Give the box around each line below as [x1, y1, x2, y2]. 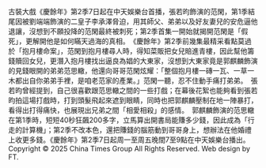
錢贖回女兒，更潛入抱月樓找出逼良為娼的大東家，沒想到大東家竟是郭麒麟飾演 [8, 56, 258, 65]
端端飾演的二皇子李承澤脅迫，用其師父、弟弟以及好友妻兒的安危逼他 [35, 17, 258, 26]
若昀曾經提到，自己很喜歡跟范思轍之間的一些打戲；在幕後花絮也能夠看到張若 [8, 86, 258, 95]
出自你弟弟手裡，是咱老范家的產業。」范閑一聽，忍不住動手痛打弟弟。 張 [21, 76, 258, 85]
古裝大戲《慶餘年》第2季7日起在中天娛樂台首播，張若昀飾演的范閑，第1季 [8, 7, 249, 16]
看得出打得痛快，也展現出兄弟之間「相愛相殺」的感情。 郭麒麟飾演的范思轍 [8, 106, 255, 114]
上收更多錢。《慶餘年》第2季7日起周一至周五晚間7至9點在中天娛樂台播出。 [8, 135, 251, 144]
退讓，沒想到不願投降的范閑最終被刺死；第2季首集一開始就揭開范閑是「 [8, 27, 241, 35]
